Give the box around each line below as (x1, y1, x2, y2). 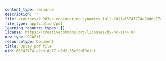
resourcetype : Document (5, 39, 54, 44)
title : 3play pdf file (5, 44, 52, 49)
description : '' (5, 12, 39, 17)
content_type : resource (5, 7, 54, 12)
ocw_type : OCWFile (5, 35, 43, 40)
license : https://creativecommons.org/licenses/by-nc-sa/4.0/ (5, 30, 136, 35)
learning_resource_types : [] (5, 26, 65, 30)
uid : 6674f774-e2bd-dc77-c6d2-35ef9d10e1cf (5, 48, 96, 53)
